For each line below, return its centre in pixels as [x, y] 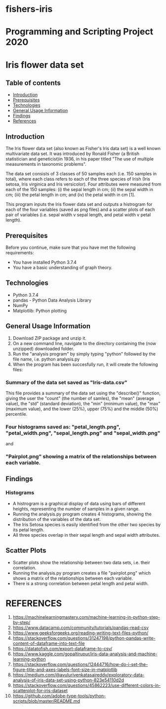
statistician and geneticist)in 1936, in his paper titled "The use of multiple [80, 159]
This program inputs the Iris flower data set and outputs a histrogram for [79, 204]
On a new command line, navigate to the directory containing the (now [84, 343]
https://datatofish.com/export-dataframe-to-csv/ [62, 648]
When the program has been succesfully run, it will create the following [85, 364]
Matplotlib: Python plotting [40, 311]
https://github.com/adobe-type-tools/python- [59, 696]
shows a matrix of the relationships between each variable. [73, 578]
